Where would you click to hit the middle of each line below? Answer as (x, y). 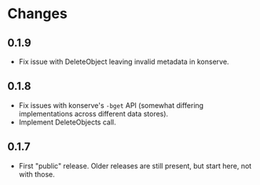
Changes (37, 14)
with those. (37, 174)
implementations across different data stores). (93, 113)
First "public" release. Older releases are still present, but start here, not (135, 165)
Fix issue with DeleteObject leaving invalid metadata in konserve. (124, 61)
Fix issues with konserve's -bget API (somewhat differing (111, 105)
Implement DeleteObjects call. (67, 122)
